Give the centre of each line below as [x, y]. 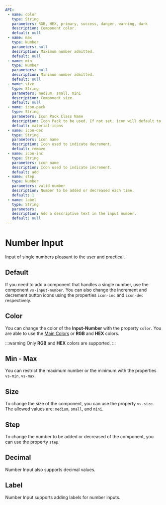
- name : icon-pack [26, 107]
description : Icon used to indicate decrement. [62, 144]
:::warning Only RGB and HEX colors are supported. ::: [61, 343]
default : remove [29, 149]
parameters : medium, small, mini [46, 93]
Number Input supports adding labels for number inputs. [63, 497]
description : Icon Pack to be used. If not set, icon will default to [86, 121]
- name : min [20, 61]
